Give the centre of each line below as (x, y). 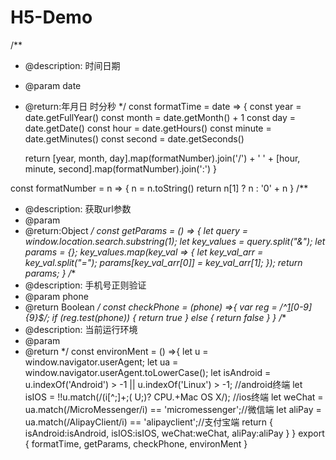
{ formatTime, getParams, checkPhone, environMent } (136, 443)
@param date (53, 85)
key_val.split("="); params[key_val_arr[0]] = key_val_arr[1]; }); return (163, 262)
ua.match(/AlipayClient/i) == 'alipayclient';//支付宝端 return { (149, 422)
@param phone (56, 296)
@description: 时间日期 (72, 65)
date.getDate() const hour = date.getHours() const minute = (148, 128)
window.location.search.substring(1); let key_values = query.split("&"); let (175, 241)
